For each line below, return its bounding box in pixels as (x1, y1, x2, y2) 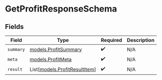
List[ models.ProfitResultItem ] (30, 66, 96, 73)
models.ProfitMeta (30, 56, 72, 63)
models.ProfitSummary (30, 46, 82, 53)
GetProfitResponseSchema (5, 3, 117, 14)
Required (100, 37, 122, 43)
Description (127, 37, 155, 43)
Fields (5, 23, 24, 31)
